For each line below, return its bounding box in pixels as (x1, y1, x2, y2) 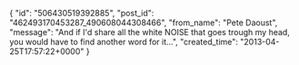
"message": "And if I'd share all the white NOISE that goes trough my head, (9, 27, 291, 37)
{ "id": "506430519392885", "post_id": (9, 8, 154, 18)
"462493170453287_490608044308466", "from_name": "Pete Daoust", (9, 17, 278, 28)
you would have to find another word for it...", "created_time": (9, 36, 239, 47)
